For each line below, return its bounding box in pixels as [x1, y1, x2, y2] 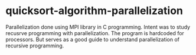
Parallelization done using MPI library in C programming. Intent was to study [5, 23, 190, 30]
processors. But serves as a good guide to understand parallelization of [5, 36, 180, 43]
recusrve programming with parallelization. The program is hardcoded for [5, 29, 184, 36]
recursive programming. [5, 42, 64, 49]
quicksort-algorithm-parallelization [5, 4, 184, 18]
